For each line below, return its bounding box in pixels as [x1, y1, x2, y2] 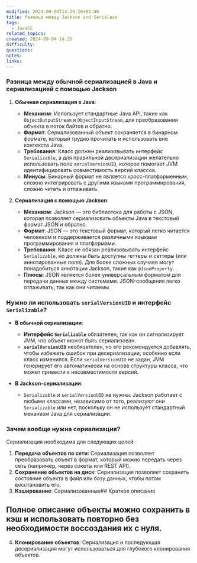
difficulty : [6, 42, 35, 48]
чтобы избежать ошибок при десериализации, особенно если [23, 350, 181, 357]
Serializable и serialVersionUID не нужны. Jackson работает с [23, 391, 183, 399]
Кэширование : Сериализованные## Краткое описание [14, 487, 156, 494]
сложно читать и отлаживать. [23, 185, 99, 192]
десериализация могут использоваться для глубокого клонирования [14, 545, 190, 552]
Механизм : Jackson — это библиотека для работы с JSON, [23, 208, 175, 215]
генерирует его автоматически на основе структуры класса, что [23, 362, 188, 370]
